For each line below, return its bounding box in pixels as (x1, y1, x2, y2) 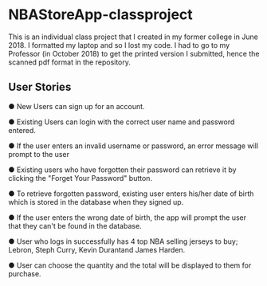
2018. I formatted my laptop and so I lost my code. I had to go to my (8, 40, 230, 49)
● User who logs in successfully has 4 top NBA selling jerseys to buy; (8, 237, 238, 246)
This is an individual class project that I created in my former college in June (8, 32, 259, 41)
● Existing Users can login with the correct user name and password (8, 117, 235, 127)
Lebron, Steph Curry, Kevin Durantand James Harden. (8, 245, 186, 254)
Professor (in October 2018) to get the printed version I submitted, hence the (8, 49, 260, 58)
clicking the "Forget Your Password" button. (8, 173, 153, 182)
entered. (8, 125, 36, 135)
